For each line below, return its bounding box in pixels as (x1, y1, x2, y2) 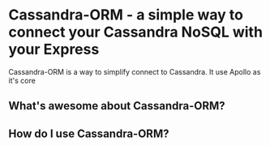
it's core (8, 75, 36, 85)
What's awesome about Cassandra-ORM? (8, 99, 225, 113)
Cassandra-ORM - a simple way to (8, 6, 243, 24)
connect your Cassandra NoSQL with (8, 23, 264, 41)
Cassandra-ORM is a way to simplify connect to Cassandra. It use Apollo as (8, 67, 261, 76)
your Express (8, 41, 100, 58)
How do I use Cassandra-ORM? (8, 127, 169, 140)
